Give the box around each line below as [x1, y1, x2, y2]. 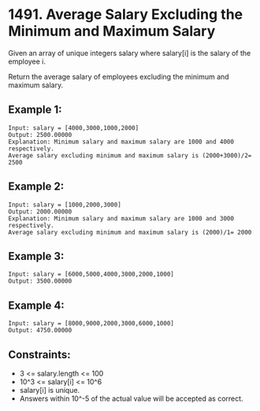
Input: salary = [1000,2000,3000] [8, 201, 122, 209]
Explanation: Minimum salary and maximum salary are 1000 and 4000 [8, 138, 235, 146]
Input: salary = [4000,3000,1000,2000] [8, 124, 139, 131]
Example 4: [8, 298, 65, 312]
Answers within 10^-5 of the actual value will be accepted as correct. [19, 394, 243, 403]
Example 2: [8, 180, 65, 194]
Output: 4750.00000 [8, 327, 72, 335]
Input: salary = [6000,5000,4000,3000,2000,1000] [8, 270, 175, 279]
